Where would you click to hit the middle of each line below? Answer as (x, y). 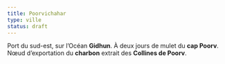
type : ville (24, 20)
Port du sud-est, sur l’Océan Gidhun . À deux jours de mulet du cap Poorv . (113, 46)
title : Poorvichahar (37, 13)
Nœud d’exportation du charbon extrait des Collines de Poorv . (97, 53)
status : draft (28, 26)
